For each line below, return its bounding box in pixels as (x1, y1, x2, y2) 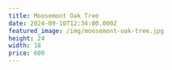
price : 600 (8, 49, 45, 57)
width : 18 (8, 42, 42, 50)
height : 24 (8, 34, 45, 43)
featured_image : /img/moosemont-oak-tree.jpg (8, 27, 164, 35)
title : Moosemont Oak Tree (8, 11, 99, 20)
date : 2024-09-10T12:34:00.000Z (8, 19, 117, 27)
